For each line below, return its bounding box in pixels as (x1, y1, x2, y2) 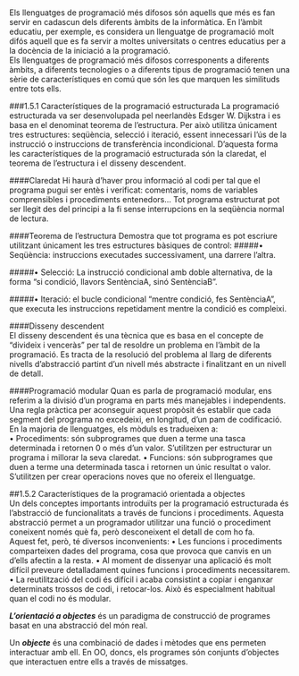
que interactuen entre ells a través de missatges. (9, 656, 188, 667)
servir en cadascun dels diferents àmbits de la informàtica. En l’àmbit (9, 17, 263, 28)
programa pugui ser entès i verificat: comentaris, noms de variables (9, 184, 259, 195)
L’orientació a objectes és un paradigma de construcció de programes (9, 611, 270, 621)
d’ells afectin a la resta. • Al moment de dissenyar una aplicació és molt (9, 555, 272, 566)
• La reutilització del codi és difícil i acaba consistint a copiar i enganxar (9, 574, 274, 585)
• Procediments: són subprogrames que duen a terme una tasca (9, 433, 246, 444)
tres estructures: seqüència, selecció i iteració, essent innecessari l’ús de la (9, 129, 287, 141)
